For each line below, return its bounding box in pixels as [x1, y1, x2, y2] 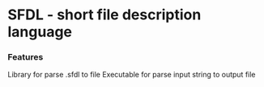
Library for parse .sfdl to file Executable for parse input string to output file [7, 70, 256, 80]
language [7, 23, 73, 41]
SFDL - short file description [7, 6, 202, 24]
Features [7, 52, 44, 63]
